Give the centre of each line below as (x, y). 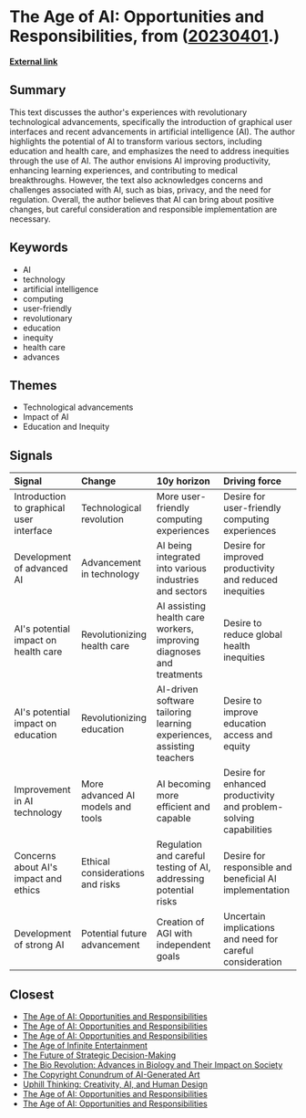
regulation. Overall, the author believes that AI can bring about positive (142, 199)
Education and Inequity (66, 427)
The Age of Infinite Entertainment (85, 1045)
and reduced (250, 580)
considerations (113, 873)
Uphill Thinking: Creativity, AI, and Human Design (115, 1084)
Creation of (180, 922)
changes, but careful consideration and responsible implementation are (143, 209)
